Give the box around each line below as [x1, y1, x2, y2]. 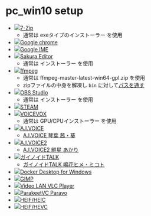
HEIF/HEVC [19, 203, 48, 210]
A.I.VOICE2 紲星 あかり [22, 146, 79, 153]
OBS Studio [19, 89, 48, 96]
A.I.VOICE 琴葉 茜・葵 [22, 132, 76, 139]
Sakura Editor [19, 53, 54, 60]
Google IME [19, 45, 48, 53]
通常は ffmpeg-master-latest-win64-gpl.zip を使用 [22, 74, 146, 81]
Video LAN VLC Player [19, 182, 75, 189]
